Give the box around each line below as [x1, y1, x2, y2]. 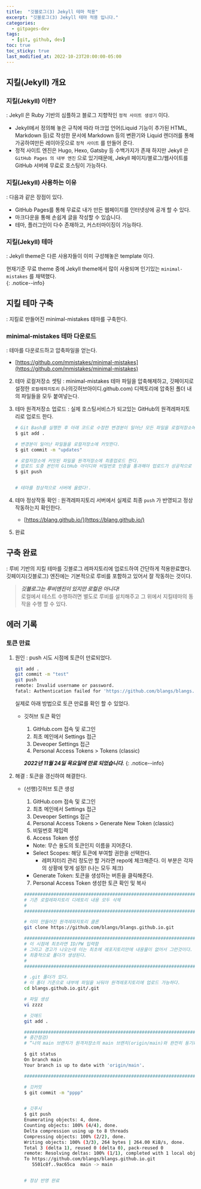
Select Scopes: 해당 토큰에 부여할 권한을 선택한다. [32, 849, 151, 857]
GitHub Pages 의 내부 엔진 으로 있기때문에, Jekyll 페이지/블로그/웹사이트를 [14, 154, 188, 162]
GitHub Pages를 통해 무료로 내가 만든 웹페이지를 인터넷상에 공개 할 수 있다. [14, 206, 191, 213]
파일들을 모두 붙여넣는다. [21, 393, 80, 400]
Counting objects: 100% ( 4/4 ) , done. [23, 1122, 118, 1129]
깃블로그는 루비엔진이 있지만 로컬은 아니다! [20, 585, 120, 592]
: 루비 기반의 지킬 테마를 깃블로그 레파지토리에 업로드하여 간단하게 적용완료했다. [6, 564, 191, 572]
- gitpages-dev [11, 25, 50, 32]
